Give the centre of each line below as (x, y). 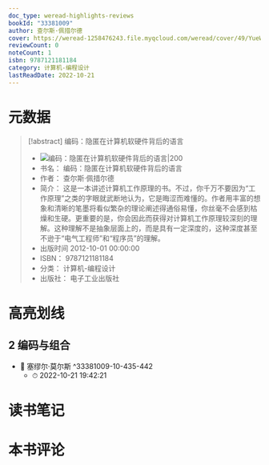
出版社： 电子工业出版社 (80, 278)
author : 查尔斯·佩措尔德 (45, 30)
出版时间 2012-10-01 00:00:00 (90, 248)
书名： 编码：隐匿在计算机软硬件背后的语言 (111, 168)
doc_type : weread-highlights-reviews (71, 16)
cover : (19, 38)
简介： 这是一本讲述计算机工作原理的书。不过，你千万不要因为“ (144, 188)
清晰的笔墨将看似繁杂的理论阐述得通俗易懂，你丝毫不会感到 (152, 208)
